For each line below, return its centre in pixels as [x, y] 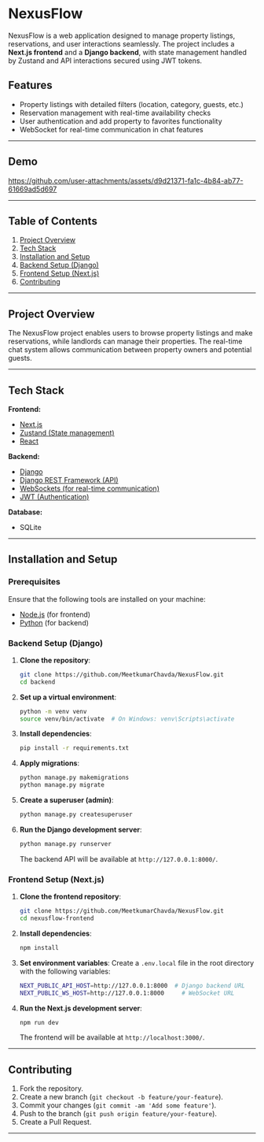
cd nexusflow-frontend [57, 918]
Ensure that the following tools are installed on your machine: [107, 599]
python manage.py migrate [62, 785]
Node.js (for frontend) [55, 614]
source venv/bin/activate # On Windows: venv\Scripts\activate [127, 719]
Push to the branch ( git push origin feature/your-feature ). [118, 1114]
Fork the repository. [51, 1088]
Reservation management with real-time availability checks [115, 113]
